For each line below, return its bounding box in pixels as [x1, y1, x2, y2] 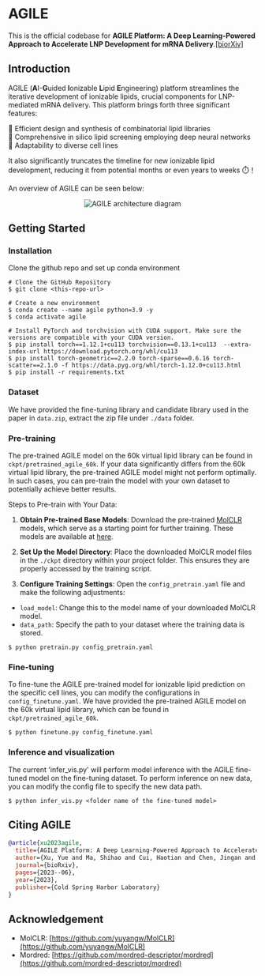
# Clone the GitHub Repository [8, 278, 111, 287]
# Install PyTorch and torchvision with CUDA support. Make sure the [8, 327, 242, 335]
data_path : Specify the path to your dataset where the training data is [19, 620, 245, 629]
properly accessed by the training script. [19, 564, 152, 574]
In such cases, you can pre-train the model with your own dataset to [8, 476, 230, 486]
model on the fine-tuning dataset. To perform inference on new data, [28, 773, 252, 782]
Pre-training [8, 432, 56, 443]
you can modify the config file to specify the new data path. [8, 782, 203, 791]
